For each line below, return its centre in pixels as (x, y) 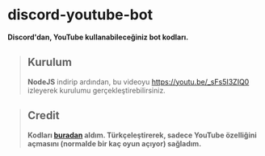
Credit (43, 115)
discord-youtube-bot (80, 15)
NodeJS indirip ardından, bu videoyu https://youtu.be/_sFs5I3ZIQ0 (138, 81)
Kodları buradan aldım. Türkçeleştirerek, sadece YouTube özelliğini (142, 135)
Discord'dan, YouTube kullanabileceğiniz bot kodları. (98, 37)
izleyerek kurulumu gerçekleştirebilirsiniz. (97, 90)
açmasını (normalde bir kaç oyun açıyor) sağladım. (114, 143)
